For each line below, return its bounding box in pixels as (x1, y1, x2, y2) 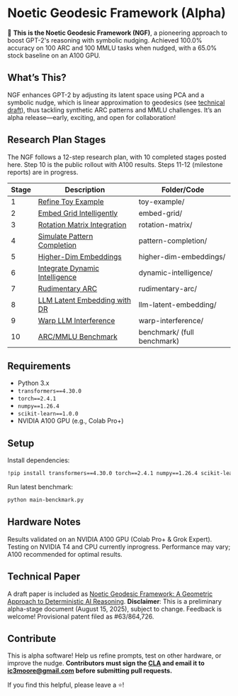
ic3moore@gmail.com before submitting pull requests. (7, 666, 173, 675)
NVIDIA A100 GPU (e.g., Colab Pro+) (17, 417, 124, 425)
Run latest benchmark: (7, 483, 73, 491)
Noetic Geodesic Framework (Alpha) (7, 5, 226, 21)
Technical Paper (7, 570, 81, 583)
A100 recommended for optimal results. (7, 550, 123, 558)
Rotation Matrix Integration (38, 219, 127, 229)
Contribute (7, 632, 57, 644)
